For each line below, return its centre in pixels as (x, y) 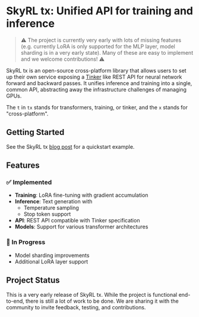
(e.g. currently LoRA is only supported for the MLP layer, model (98, 46)
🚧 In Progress (26, 242)
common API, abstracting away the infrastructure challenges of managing (97, 89)
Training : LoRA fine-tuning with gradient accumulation (81, 195)
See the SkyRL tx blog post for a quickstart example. (70, 146)
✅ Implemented (29, 183)
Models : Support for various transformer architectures (81, 227)
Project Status (33, 280)
